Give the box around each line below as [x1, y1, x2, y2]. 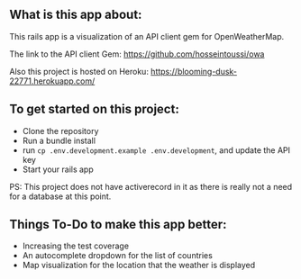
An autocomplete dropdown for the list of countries [22, 250, 214, 261]
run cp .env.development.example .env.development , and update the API [22, 144, 291, 156]
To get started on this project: [9, 102, 180, 117]
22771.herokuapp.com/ [9, 76, 96, 86]
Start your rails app [22, 164, 95, 175]
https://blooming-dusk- [150, 66, 237, 76]
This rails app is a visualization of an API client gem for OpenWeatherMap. [9, 31, 285, 41]
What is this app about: [9, 7, 142, 22]
